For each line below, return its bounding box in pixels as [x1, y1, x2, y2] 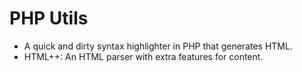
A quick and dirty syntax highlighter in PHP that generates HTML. [23, 40, 293, 52]
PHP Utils [9, 7, 89, 30]
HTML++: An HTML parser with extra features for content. [23, 50, 264, 62]
